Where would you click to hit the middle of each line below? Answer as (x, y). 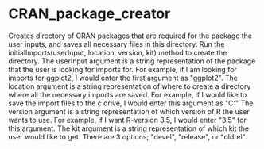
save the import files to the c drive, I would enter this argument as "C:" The (131, 103)
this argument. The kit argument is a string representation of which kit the (128, 128)
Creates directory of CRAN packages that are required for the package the (130, 36)
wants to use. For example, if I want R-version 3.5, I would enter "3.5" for (127, 120)
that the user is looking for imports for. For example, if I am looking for (122, 69)
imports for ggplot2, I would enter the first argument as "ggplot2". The (123, 78)
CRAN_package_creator (89, 14)
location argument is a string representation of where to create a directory (130, 86)
